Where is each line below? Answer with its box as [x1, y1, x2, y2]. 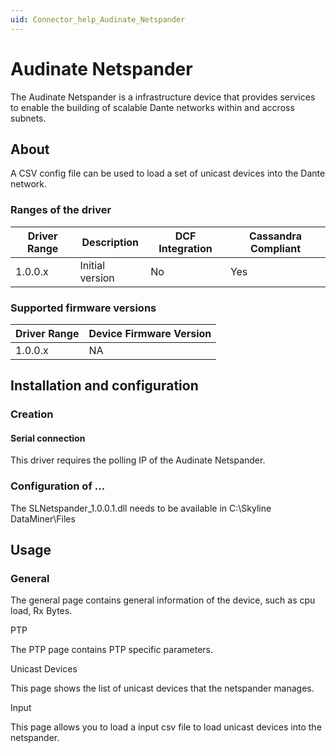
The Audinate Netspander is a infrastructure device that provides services [10, 91, 316, 103]
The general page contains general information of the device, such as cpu [10, 594, 316, 606]
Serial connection [10, 432, 86, 444]
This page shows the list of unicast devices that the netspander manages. [10, 682, 315, 695]
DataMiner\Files [10, 512, 76, 525]
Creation [10, 407, 54, 421]
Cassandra [248, 229, 302, 243]
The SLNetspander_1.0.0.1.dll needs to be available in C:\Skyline [10, 502, 272, 514]
